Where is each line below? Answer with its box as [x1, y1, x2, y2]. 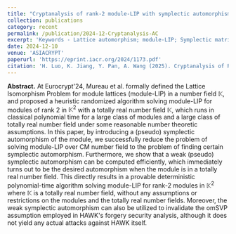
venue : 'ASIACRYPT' [7, 50, 65, 57]
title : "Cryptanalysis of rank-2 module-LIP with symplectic [7, 10, 190, 18]
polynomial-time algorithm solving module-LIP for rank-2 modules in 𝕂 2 [7, 180, 214, 190]
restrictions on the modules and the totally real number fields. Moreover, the [7, 196, 228, 204]
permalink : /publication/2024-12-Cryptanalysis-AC [7, 30, 159, 37]
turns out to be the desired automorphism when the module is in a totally [7, 165, 218, 174]
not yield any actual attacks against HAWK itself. [7, 219, 147, 227]
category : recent [7, 23, 58, 30]
